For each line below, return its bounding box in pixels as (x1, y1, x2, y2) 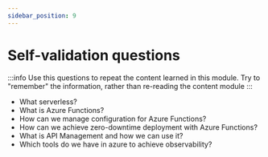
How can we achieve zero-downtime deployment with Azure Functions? (19, 122, 258, 132)
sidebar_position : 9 (7, 11, 77, 20)
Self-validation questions (7, 46, 180, 64)
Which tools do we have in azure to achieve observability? (19, 139, 212, 149)
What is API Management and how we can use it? (19, 131, 183, 140)
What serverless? (19, 97, 78, 107)
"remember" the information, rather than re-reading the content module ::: (7, 81, 253, 91)
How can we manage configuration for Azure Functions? (19, 114, 207, 123)
